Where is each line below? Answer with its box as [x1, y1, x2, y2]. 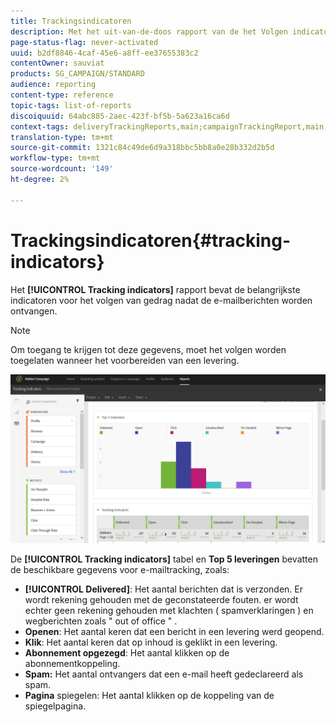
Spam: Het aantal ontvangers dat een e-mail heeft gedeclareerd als [24, 668, 304, 680]
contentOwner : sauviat [10, 58, 105, 69]
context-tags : [10, 121, 70, 132]
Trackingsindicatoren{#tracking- [10, 229, 292, 252]
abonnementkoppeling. [24, 658, 121, 670]
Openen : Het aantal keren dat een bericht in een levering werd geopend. [24, 626, 325, 638]
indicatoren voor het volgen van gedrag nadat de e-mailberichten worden [10, 294, 313, 306]
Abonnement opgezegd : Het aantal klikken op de [24, 647, 230, 659]
